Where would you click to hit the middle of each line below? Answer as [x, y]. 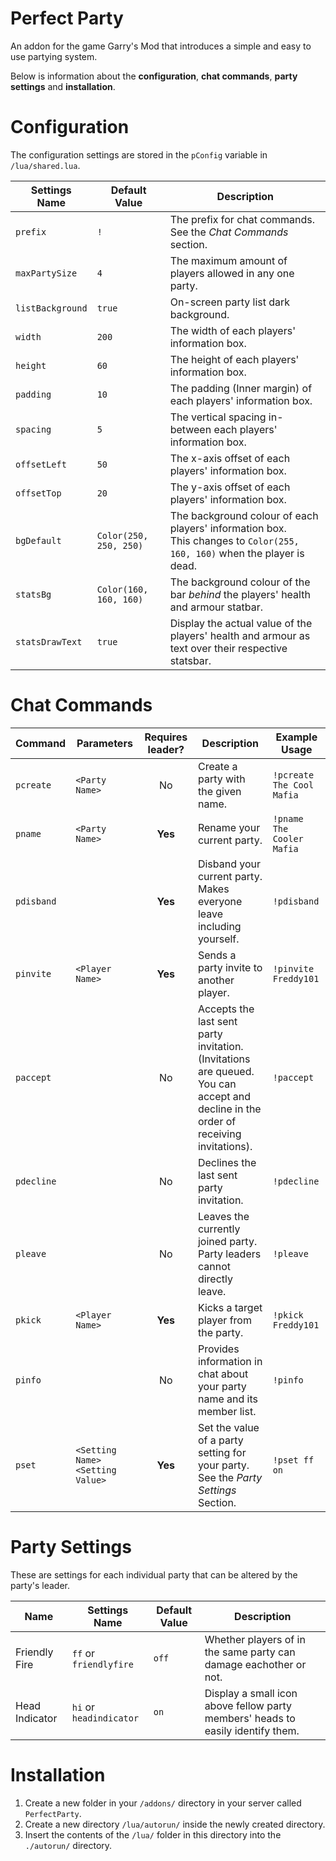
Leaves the [223, 1216]
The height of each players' [234, 359]
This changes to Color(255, [234, 540]
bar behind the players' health [240, 594]
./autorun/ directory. [68, 1845]
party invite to [230, 967]
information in [230, 1361]
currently [219, 1229]
